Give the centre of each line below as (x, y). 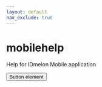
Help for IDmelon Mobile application (51, 64)
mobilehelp (35, 48)
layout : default (27, 12)
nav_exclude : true (29, 18)
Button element (26, 77)
